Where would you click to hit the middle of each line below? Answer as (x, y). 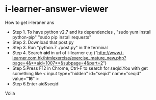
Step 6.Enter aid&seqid (35, 83)
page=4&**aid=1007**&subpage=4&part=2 (57, 63)
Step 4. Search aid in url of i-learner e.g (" (55, 53)
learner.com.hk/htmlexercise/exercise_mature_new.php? (69, 58)
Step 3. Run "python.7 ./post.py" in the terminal (60, 47)
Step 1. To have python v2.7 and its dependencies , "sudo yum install (82, 32)
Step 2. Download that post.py (43, 42)
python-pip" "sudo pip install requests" (52, 37)
